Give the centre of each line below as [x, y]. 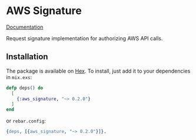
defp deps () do [25, 88]
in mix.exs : [19, 77]
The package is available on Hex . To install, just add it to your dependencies [98, 71]
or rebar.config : [26, 121]
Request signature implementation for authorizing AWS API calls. [84, 38]
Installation [27, 57]
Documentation [25, 27]
